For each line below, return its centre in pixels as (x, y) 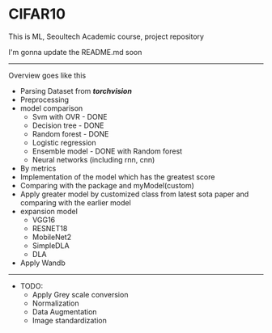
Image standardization (69, 320)
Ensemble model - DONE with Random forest (107, 151)
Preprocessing (45, 99)
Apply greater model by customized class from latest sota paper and (134, 194)
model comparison (51, 108)
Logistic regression (64, 142)
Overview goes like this (47, 75)
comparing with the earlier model (75, 202)
